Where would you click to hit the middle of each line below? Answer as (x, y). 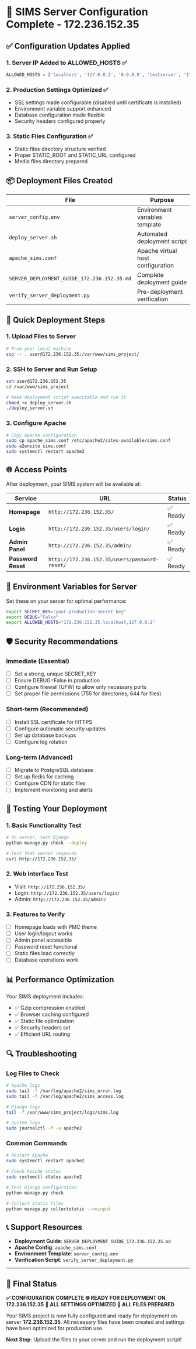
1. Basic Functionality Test (44, 825)
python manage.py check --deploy (47, 843)
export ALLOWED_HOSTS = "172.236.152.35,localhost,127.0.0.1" (81, 623)
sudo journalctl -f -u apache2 (44, 1128)
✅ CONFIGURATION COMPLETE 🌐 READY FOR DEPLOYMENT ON (86, 1298)
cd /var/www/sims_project (37, 387)
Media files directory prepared (51, 162)
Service (26, 498)
